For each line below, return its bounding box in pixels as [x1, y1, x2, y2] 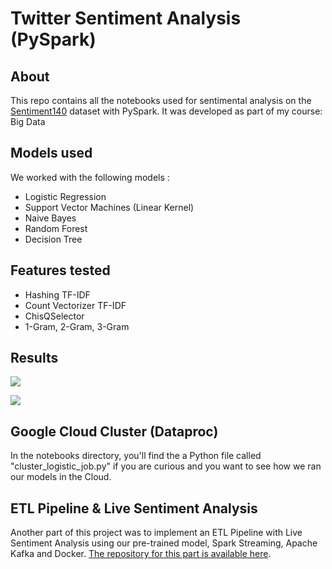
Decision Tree [24, 233, 83, 245]
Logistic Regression [24, 190, 107, 202]
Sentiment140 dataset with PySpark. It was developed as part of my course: [10, 105, 323, 117]
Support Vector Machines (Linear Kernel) [24, 201, 195, 213]
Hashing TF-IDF [24, 288, 91, 301]
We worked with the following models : [10, 171, 170, 183]
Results [10, 350, 59, 367]
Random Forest [24, 222, 88, 234]
